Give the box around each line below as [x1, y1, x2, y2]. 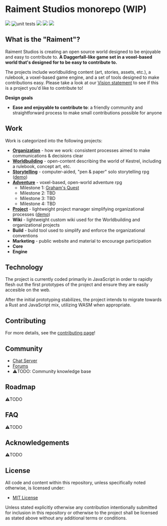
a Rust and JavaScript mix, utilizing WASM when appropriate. [5, 302, 131, 308]
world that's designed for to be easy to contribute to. [5, 59, 117, 65]
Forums [12, 363, 28, 369]
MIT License [12, 495, 38, 501]
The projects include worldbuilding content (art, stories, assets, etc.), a [5, 69, 151, 75]
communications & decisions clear [12, 152, 83, 158]
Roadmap [5, 383, 36, 392]
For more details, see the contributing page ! [5, 330, 96, 336]
